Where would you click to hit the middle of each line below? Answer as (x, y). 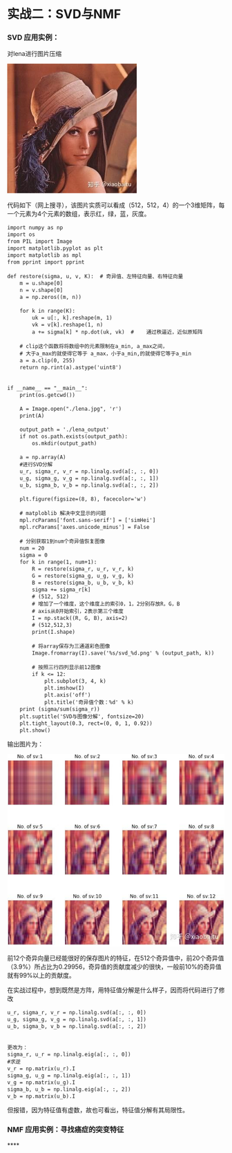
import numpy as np (35, 228)
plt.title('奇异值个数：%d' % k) (89, 703)
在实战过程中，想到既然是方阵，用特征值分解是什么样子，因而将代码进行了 (113, 990)
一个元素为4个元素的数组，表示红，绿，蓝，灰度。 (79, 214)
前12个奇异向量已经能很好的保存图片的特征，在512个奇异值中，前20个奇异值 (116, 958)
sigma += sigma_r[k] (61, 590)
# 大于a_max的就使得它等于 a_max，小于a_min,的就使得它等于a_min (106, 354)
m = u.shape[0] (41, 284)
